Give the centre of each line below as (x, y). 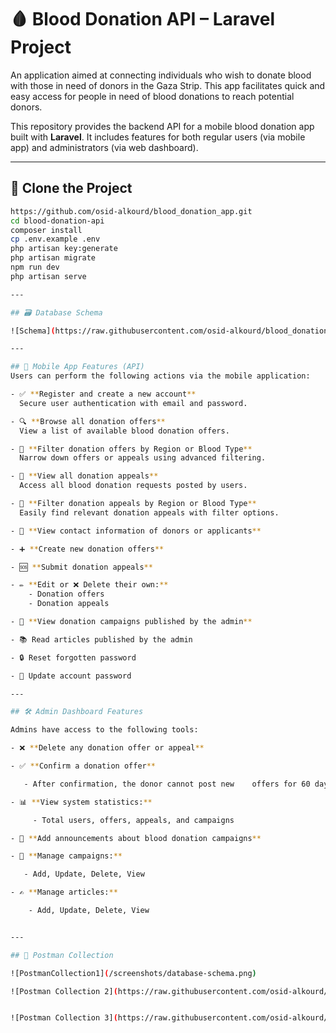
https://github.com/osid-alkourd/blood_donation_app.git (131, 211)
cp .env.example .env (55, 239)
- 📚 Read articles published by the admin (101, 639)
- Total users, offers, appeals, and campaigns (133, 820)
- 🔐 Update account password (71, 676)
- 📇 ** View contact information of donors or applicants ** (136, 531)
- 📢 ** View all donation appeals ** (84, 476)
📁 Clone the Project (71, 188)
